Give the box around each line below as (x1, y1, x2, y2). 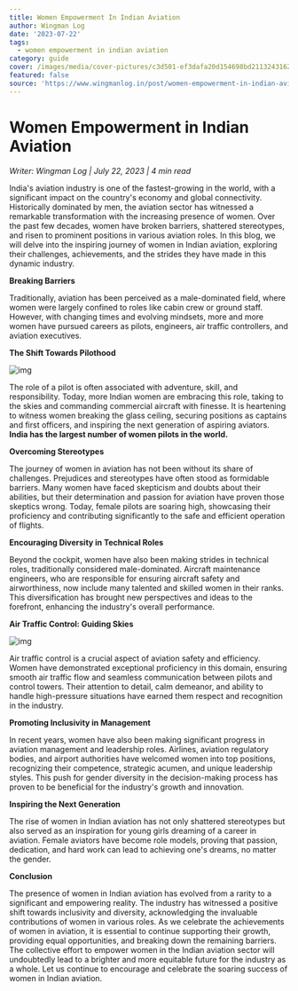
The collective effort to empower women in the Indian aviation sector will (9, 944, 275, 955)
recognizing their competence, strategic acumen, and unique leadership (9, 762, 273, 773)
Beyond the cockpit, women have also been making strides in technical (9, 554, 269, 564)
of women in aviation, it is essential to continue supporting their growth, (9, 925, 271, 936)
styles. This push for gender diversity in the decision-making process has (9, 772, 278, 783)
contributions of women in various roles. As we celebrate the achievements (9, 916, 285, 927)
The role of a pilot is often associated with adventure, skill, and (9, 381, 239, 392)
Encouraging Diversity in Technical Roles (9, 537, 164, 547)
